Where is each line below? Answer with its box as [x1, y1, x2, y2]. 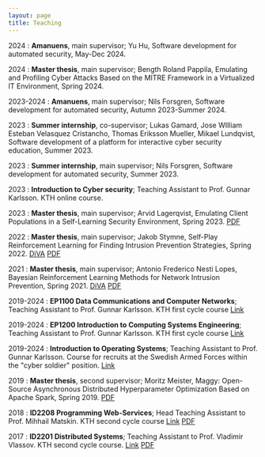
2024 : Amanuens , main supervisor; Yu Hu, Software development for [8, 40, 237, 50]
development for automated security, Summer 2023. [8, 169, 180, 179]
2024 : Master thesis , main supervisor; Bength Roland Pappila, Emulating [8, 64, 248, 74]
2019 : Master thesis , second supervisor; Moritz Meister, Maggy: [8, 376, 221, 385]
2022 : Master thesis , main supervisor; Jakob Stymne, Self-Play [8, 232, 218, 241]
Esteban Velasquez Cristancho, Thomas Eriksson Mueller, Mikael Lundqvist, [8, 128, 256, 138]
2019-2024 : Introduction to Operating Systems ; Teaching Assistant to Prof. [8, 343, 258, 353]
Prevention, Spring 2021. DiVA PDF [8, 281, 122, 290]
